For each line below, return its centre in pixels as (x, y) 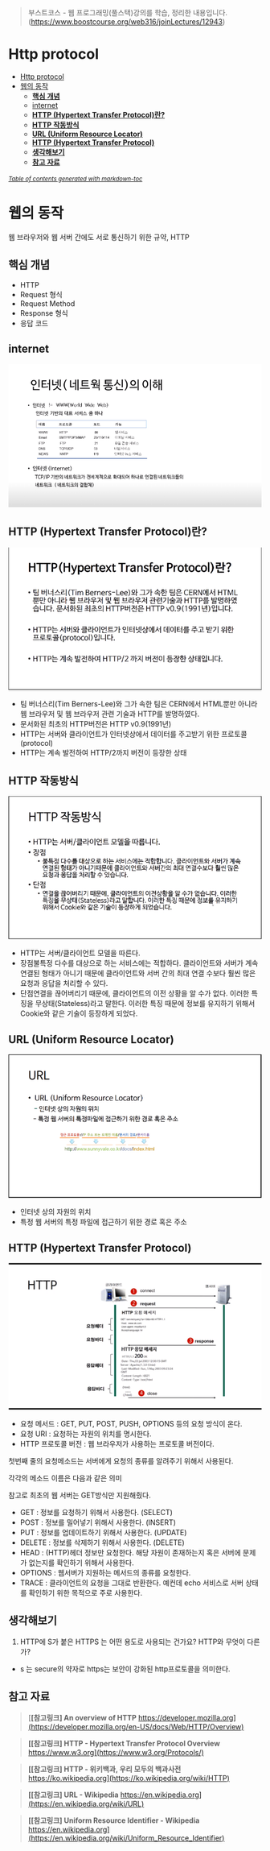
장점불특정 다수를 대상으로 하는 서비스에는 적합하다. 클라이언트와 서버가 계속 (139, 963)
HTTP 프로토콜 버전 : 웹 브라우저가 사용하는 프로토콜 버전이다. (117, 1444)
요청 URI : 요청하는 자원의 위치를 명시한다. (86, 1434)
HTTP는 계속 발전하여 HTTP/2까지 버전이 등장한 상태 (103, 753)
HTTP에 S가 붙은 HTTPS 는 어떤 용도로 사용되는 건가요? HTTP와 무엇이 (133, 1642)
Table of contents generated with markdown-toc (76, 179)
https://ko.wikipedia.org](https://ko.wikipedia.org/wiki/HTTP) (129, 1778)
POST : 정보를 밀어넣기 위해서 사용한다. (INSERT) (98, 1522)
